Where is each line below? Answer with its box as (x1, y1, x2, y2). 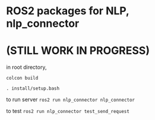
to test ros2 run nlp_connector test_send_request (6, 108, 129, 115)
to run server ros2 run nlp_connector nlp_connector (6, 96, 135, 103)
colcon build (6, 75, 39, 81)
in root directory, (6, 64, 47, 71)
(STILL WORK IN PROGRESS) (6, 44, 150, 58)
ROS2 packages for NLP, (6, 4, 129, 18)
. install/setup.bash (6, 86, 60, 91)
